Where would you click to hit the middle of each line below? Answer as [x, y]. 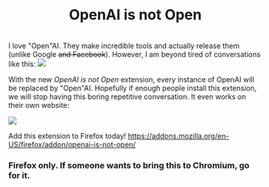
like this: [22, 64]
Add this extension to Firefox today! [67, 135]
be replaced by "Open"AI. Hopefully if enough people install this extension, [132, 88]
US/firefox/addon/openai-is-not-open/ [72, 144]
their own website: [39, 105]
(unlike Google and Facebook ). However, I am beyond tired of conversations [134, 54]
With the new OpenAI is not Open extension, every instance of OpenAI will [132, 79]
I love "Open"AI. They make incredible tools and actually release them [124, 45]
